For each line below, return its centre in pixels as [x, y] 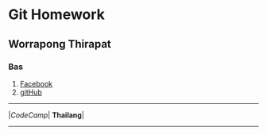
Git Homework [57, 15]
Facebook [36, 83]
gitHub [31, 92]
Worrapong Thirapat [60, 44]
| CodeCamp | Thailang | [46, 115]
